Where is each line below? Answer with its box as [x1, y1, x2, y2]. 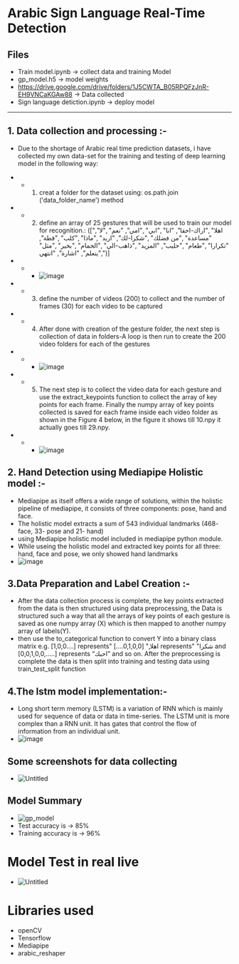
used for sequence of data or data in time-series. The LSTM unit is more [17, 712, 230, 721]
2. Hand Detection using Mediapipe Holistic [7, 466, 204, 478]
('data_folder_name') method [38, 195, 124, 204]
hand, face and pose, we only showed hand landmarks [17, 549, 179, 558]
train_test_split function [17, 665, 87, 673]
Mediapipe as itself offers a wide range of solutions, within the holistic [17, 496, 223, 505]
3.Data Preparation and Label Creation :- [7, 578, 191, 590]
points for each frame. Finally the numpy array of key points [38, 400, 215, 409]
